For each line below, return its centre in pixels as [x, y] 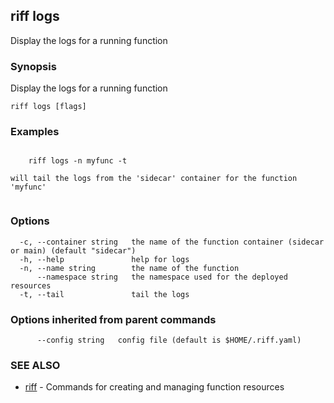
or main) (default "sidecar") [73, 250]
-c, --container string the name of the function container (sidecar [172, 242]
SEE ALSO [35, 365]
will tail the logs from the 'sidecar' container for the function [154, 179]
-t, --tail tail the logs [104, 294]
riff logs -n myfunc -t [78, 161]
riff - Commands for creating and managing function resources [154, 387]
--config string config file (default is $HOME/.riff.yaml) [169, 340]
